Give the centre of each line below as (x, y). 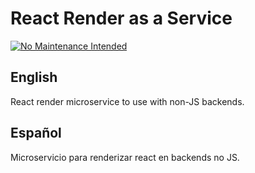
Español (36, 133)
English (34, 77)
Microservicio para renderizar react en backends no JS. (125, 157)
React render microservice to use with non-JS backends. (127, 101)
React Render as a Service (121, 18)
